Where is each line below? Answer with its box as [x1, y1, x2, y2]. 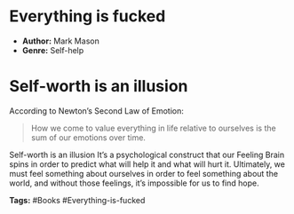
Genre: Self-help [21, 44, 84, 55]
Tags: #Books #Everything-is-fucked [9, 194, 146, 205]
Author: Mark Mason [21, 36, 99, 46]
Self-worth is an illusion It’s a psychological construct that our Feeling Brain [9, 149, 285, 160]
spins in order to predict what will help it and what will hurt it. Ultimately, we [9, 158, 286, 170]
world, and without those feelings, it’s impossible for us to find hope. [9, 178, 259, 188]
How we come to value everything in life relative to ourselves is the [30, 123, 277, 133]
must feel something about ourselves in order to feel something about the [9, 168, 278, 178]
